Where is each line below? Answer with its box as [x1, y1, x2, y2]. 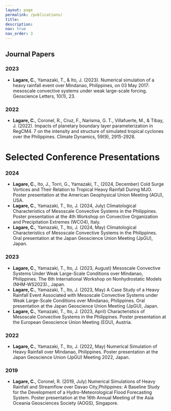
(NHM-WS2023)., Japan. [12, 281, 65, 287]
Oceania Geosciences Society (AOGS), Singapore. [12, 400, 119, 406]
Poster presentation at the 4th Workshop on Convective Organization [12, 213, 158, 220]
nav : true [5, 26, 27, 32]
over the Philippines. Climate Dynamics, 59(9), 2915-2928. [12, 133, 136, 140]
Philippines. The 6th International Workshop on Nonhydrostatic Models [12, 276, 162, 282]
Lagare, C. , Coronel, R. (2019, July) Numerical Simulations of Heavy [12, 378, 156, 385]
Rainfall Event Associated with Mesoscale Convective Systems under [12, 292, 158, 298]
